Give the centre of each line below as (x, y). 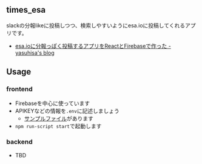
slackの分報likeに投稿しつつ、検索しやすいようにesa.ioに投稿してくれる (96, 25)
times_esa (26, 10)
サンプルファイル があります (59, 118)
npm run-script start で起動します (58, 126)
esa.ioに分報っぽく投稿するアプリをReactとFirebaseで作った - (93, 46)
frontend (20, 89)
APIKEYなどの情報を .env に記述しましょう (67, 111)
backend (19, 142)
